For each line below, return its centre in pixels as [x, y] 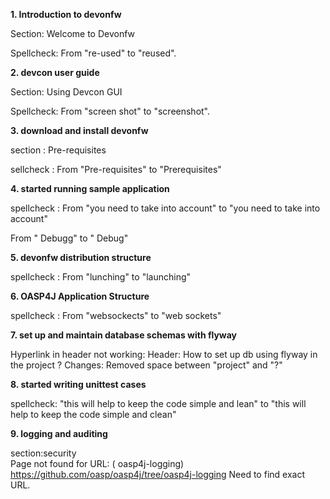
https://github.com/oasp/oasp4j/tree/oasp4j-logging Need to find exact [157, 474]
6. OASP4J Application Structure [80, 296]
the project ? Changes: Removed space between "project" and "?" [146, 365]
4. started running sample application [90, 188]
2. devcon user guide [55, 72]
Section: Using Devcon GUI [66, 92]
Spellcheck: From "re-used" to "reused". [93, 53]
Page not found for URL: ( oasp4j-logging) [97, 463]
